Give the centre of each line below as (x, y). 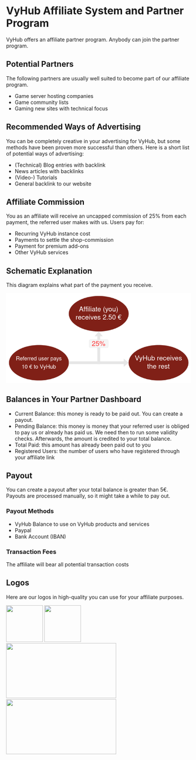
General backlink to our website (53, 184)
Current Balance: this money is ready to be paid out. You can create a (99, 413)
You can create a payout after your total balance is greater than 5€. (87, 490)
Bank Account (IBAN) (40, 536)
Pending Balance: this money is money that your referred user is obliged (102, 426)
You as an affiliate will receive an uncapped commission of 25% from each (96, 216)
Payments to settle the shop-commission (64, 240)
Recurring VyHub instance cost (53, 234)
